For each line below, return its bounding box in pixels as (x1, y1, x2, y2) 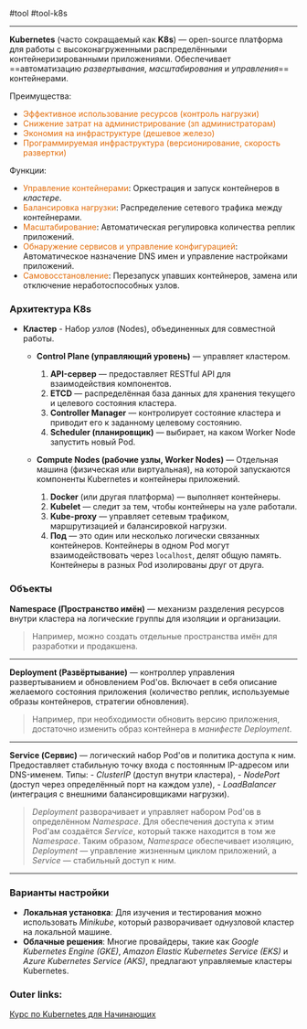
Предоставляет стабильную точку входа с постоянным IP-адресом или (9, 759, 290, 770)
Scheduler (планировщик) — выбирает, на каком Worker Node (49, 427, 296, 438)
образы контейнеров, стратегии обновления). (9, 695, 189, 707)
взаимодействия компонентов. (49, 379, 172, 390)
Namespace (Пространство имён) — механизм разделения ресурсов (9, 603, 285, 614)
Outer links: (9, 988, 63, 1001)
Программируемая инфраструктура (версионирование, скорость (22, 137, 281, 148)
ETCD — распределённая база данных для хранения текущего (49, 388, 296, 399)
